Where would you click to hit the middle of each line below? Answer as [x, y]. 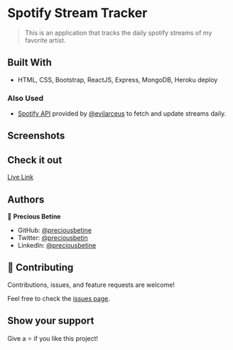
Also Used [26, 98]
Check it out [35, 160]
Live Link [21, 177]
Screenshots [36, 136]
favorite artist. [45, 40]
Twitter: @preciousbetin [53, 238]
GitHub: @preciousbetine [55, 230]
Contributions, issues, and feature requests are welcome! [91, 285]
